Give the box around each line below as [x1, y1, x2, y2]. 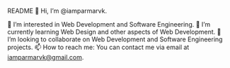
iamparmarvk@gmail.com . [7, 53, 84, 61]
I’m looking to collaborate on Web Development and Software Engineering [7, 35, 223, 43]
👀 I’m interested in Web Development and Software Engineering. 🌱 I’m [7, 20, 211, 28]
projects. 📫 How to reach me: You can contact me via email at [7, 43, 190, 51]
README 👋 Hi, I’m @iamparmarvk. [7, 7, 108, 15]
